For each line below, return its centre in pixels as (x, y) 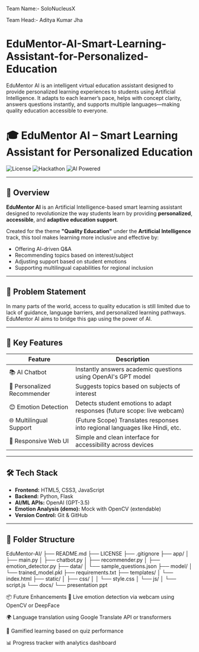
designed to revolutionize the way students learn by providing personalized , (99, 213)
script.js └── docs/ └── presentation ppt (57, 585)
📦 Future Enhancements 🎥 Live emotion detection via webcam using (90, 596)
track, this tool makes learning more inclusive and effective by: (82, 237)
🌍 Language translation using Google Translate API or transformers (89, 617)
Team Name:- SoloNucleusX (41, 9)
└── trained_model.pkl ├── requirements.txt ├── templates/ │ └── (90, 572)
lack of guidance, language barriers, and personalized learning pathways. (96, 312)
